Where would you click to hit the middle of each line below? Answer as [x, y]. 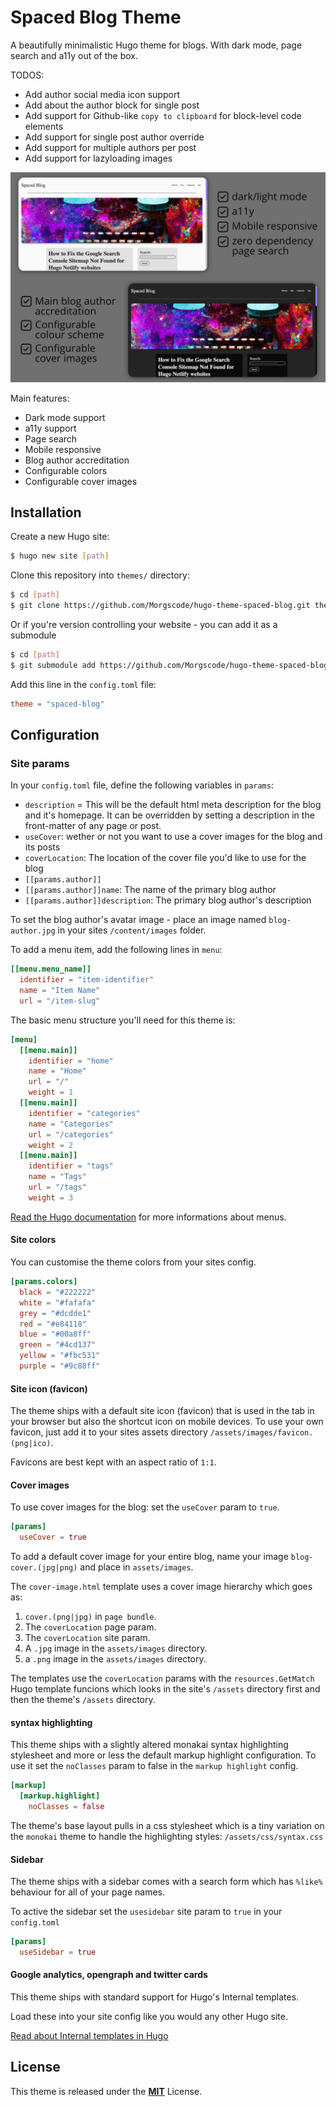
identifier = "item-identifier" [87, 980]
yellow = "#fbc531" [60, 1356]
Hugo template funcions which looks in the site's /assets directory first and [165, 1689]
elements [44, 126]
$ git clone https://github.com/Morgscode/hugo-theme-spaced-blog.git [160, 606]
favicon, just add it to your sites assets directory [109, 1432]
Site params [40, 763]
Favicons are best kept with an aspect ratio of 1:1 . [113, 1462]
